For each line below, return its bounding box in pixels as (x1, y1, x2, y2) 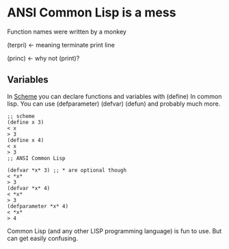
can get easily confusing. (7, 234, 79, 242)
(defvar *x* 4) (7, 185, 51, 191)
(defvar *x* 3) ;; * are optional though (7, 167, 127, 174)
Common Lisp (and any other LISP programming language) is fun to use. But (7, 226, 222, 235)
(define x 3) (7, 119, 44, 126)
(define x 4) (7, 137, 44, 143)
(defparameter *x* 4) (7, 202, 69, 210)
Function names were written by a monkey (7, 27, 126, 36)
